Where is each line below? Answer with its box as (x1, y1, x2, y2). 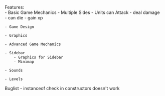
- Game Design (5, 24, 35, 29)
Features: (5, 4, 25, 10)
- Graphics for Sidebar (14, 55, 64, 60)
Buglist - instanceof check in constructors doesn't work (5, 86, 120, 91)
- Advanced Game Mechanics (5, 42, 61, 47)
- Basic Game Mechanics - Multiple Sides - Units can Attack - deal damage (5, 9, 160, 15)
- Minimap (14, 59, 35, 64)
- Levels (5, 77, 23, 82)
